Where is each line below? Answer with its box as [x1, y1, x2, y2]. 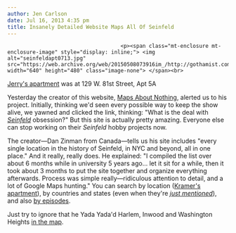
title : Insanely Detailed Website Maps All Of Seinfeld [7, 23, 174, 30]
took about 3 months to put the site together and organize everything [7, 167, 207, 175]
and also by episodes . [7, 196, 71, 205]
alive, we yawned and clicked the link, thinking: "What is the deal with [7, 108, 209, 117]
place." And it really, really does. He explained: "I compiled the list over [7, 152, 212, 160]
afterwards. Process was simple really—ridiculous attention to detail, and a [7, 174, 223, 183]
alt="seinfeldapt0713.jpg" [7, 55, 86, 62]
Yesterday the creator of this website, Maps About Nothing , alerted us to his [7, 93, 227, 102]
